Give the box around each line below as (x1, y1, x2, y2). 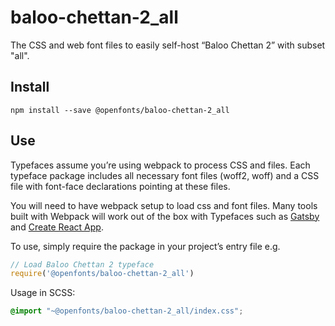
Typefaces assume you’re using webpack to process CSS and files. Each (10, 159, 311, 171)
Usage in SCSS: (10, 287, 76, 299)
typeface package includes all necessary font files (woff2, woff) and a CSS (10, 169, 320, 181)
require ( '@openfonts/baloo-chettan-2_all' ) (10, 269, 195, 279)
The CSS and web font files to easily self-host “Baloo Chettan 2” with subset (10, 39, 326, 51)
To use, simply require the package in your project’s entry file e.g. (10, 240, 281, 252)
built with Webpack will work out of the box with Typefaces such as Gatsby (10, 210, 320, 222)
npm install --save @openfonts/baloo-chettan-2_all (10, 105, 230, 115)
